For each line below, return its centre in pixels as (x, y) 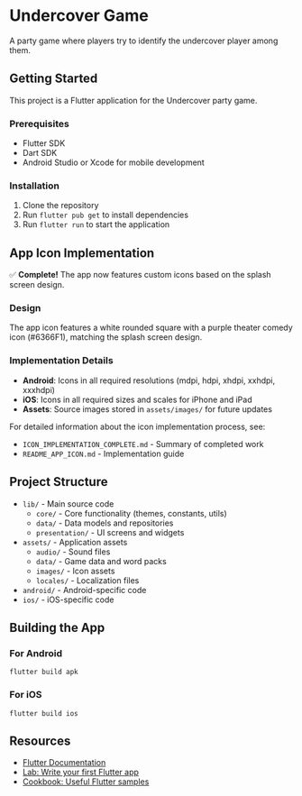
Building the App (57, 627)
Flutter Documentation (64, 763)
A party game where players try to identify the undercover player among (144, 41)
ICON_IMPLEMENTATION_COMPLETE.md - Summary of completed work (143, 444)
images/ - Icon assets (75, 571)
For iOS (26, 695)
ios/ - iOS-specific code (68, 599)
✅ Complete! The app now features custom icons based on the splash (141, 275)
